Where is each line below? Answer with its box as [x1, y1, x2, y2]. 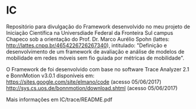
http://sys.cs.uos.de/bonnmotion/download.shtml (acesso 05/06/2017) [6, 84, 178, 91]
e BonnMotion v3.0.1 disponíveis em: [6, 72, 95, 79]
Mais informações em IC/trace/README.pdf [6, 95, 113, 103]
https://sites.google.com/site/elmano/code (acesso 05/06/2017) [6, 78, 162, 85]
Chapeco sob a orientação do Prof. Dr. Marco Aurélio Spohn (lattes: [6, 35, 170, 42]
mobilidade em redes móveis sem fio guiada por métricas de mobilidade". [6, 54, 184, 61]
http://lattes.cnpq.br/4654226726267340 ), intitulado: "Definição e [6, 42, 167, 49]
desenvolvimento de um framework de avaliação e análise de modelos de [6, 48, 185, 55]
